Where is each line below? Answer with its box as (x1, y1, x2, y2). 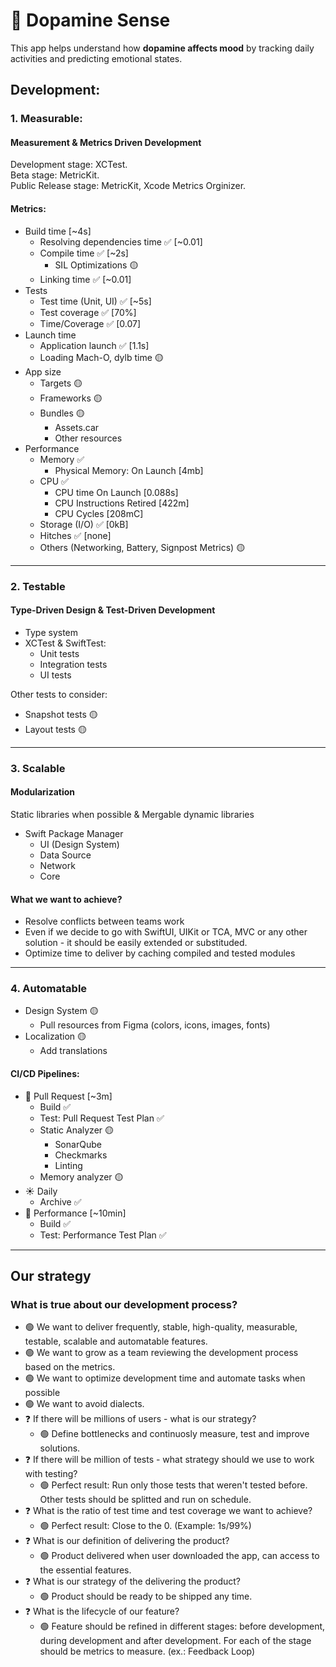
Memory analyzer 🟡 (39, 1170, 124, 1183)
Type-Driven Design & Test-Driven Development (10, 604, 216, 616)
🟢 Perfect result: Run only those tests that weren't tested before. (39, 1479, 308, 1491)
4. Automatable (10, 982, 88, 996)
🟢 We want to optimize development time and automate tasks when (24, 1372, 306, 1384)
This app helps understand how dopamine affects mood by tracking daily (10, 42, 315, 54)
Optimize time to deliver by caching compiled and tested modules (24, 947, 296, 959)
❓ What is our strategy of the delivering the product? (24, 1575, 242, 1588)
